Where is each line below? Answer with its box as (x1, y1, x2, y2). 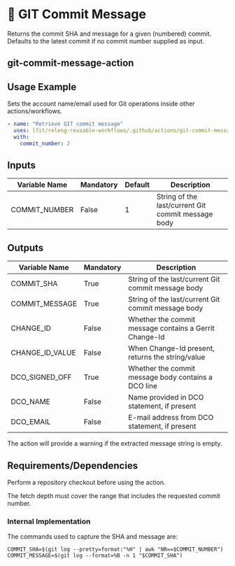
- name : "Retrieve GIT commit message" (7, 120, 124, 128)
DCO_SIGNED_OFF (10, 372, 72, 382)
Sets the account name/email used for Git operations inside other (7, 99, 195, 108)
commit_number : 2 (20, 140, 71, 147)
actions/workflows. (7, 107, 63, 115)
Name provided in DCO (128, 392, 204, 402)
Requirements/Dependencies (7, 460, 138, 472)
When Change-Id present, (128, 344, 215, 353)
